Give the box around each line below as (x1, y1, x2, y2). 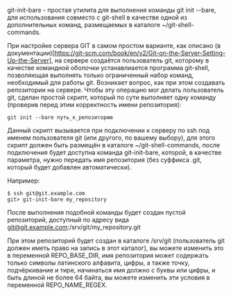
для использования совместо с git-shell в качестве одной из (7, 13, 187, 22)
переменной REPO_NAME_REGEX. (7, 281, 107, 289)
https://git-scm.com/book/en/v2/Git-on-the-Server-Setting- (54, 49, 226, 57)
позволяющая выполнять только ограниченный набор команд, (7, 71, 194, 79)
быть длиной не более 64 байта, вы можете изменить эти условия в (7, 274, 210, 281)
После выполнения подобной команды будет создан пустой (7, 208, 186, 216)
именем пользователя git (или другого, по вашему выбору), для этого (7, 133, 216, 142)
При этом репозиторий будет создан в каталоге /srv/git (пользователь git (7, 236, 225, 245)
